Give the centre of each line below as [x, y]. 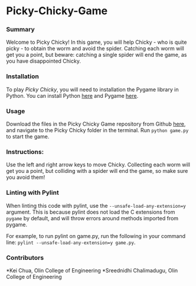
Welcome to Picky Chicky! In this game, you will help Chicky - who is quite [97, 42]
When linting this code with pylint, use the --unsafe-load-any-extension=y [96, 205]
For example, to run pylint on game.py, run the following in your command [96, 236]
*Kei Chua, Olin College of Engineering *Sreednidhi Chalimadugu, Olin [92, 270]
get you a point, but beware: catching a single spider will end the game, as [97, 55]
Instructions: [25, 152]
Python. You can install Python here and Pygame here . [72, 95]
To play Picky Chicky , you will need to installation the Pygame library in [92, 89]
